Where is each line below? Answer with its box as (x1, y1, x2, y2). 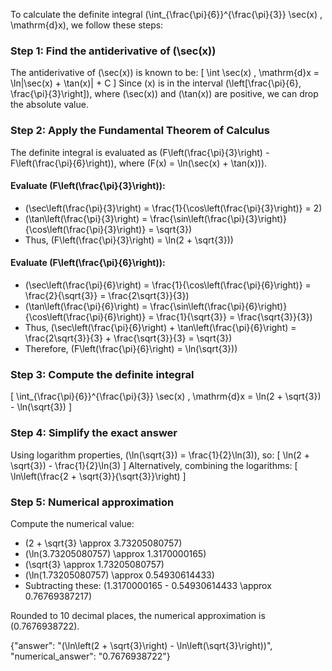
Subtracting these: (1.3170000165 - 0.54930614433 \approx (24, 579, 272, 591)
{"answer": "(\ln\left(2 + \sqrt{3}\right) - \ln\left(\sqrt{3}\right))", (10, 639, 273, 651)
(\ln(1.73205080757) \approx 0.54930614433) (24, 569, 215, 581)
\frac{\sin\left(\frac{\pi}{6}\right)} (149, 300, 288, 312)
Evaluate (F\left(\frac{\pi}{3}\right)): (10, 180, 166, 192)
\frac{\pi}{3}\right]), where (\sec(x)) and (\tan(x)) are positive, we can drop (10, 88, 319, 100)
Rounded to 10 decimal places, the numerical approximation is (10, 609, 266, 621)
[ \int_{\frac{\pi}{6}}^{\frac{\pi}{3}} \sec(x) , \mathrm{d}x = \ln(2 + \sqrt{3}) (10, 390, 322, 403)
